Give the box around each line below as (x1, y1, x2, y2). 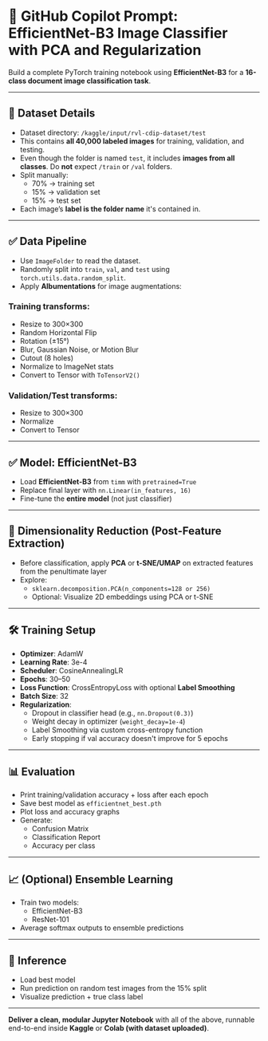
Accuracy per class (31, 841, 96, 850)
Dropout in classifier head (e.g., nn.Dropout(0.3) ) (31, 708, 194, 717)
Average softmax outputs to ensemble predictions (19, 923, 184, 933)
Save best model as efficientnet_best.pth (19, 798, 162, 808)
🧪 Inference (8, 953, 67, 968)
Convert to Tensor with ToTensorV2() (19, 370, 140, 380)
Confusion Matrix (31, 824, 89, 834)
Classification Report (31, 833, 101, 842)
